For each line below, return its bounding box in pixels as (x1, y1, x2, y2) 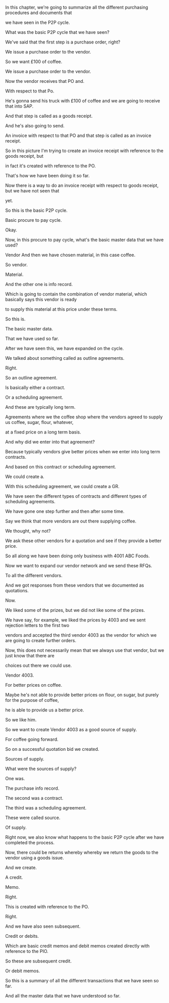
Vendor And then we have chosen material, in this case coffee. (5, 252, 136, 258)
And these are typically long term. (5, 404, 76, 410)
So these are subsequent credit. (5, 958, 72, 964)
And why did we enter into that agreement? (5, 439, 95, 445)
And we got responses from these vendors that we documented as (5, 582, 144, 588)
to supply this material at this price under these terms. (5, 306, 118, 312)
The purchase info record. (5, 785, 60, 791)
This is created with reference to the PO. (5, 904, 89, 910)
